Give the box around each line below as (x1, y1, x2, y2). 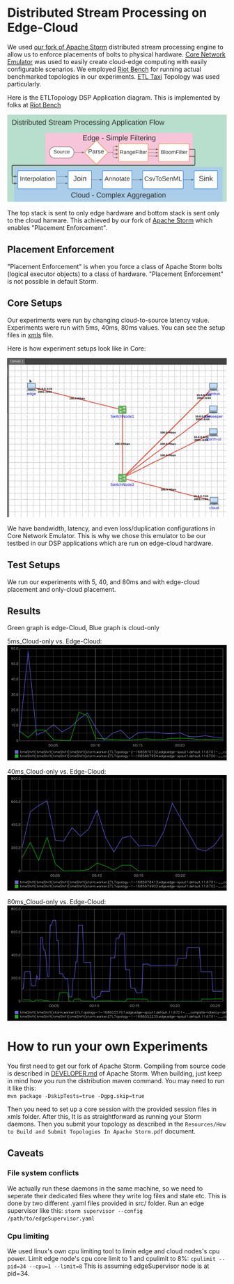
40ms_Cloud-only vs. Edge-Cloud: (7, 767, 107, 776)
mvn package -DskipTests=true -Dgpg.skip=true (7, 1093, 145, 1100)
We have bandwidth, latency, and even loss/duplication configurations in (7, 524, 216, 533)
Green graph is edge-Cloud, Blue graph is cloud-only (7, 624, 160, 632)
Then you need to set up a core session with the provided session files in (7, 1105, 217, 1113)
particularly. (7, 79, 42, 88)
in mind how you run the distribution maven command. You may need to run (7, 1077, 225, 1085)
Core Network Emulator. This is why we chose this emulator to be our (7, 531, 206, 540)
